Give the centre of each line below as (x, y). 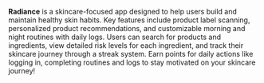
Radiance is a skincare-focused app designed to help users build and (123, 12)
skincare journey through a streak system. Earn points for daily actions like (131, 54)
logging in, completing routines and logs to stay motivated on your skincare (132, 62)
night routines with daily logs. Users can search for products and (115, 37)
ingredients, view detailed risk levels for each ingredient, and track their (126, 45)
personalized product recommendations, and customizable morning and (127, 28)
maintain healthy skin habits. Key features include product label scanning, (129, 20)
